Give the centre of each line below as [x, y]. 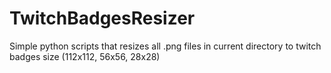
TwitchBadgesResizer [102, 18]
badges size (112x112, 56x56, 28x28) [85, 56]
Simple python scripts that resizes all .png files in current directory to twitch [165, 46]
